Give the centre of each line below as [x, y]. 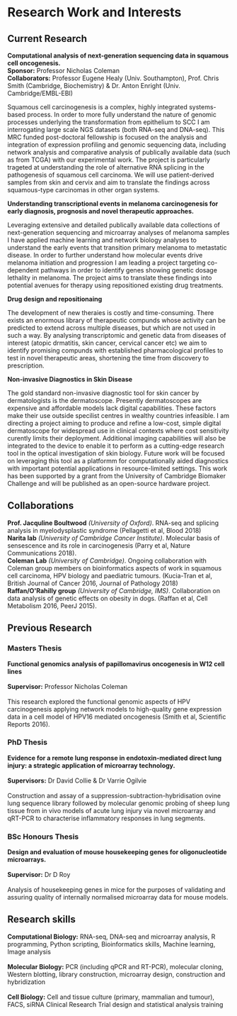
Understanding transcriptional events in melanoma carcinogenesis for [113, 204]
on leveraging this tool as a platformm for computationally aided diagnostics [118, 461]
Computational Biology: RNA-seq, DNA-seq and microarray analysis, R [111, 937]
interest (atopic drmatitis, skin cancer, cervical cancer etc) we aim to [107, 343]
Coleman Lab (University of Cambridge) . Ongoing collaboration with [107, 561]
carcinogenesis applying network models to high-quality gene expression [115, 709]
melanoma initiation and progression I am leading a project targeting [107, 263]
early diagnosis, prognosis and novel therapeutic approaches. [101, 211]
